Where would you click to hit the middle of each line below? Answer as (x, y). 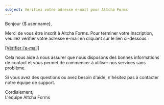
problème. (15, 68)
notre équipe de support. (30, 82)
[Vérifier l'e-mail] (22, 48)
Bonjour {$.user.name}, (29, 24)
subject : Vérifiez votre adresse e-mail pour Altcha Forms (67, 10)
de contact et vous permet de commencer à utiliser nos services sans (75, 62)
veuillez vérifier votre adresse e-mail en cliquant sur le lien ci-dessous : (77, 38)
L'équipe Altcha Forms (28, 97)
